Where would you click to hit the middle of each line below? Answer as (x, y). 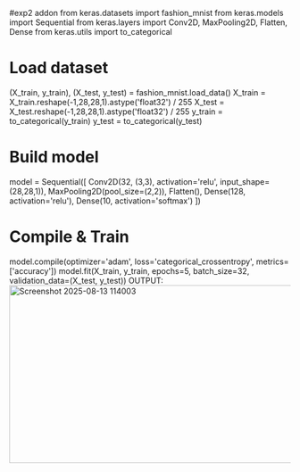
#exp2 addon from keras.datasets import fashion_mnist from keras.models (146, 13)
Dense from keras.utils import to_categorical (91, 32)
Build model (54, 157)
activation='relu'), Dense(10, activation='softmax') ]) (105, 201)
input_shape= (245, 181)
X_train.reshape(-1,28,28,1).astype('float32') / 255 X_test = (117, 102)
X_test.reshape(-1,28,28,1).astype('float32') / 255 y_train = (116, 112)
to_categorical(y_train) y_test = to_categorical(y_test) (106, 120)
